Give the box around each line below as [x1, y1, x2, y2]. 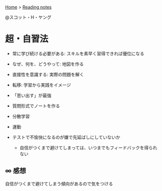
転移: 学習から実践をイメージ [12, 82, 71, 88]
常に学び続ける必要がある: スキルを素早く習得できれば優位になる [12, 50, 144, 56]
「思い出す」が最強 [12, 92, 52, 98]
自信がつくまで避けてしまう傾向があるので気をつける [5, 181, 113, 187]
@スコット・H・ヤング [5, 14, 52, 20]
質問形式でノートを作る [12, 103, 60, 109]
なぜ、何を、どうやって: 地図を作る [12, 61, 84, 67]
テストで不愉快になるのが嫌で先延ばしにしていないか [12, 134, 121, 140]
